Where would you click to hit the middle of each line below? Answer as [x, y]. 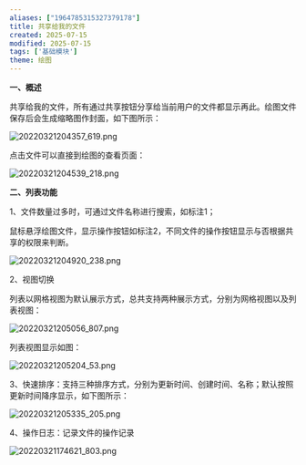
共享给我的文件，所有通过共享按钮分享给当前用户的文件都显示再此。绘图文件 [153, 107]
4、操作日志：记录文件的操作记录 [72, 433]
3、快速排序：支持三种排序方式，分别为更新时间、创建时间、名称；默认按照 [152, 384]
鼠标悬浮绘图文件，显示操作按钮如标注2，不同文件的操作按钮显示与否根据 [148, 231]
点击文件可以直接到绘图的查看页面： [77, 155]
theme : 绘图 [31, 60]
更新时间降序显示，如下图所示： [69, 396]
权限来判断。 [49, 242]
